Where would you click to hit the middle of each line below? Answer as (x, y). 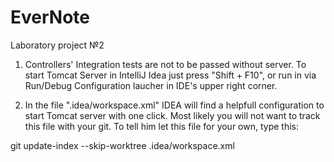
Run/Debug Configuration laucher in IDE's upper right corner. (151, 85)
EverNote (50, 17)
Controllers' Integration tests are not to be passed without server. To (165, 64)
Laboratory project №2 (57, 45)
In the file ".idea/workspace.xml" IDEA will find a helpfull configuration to (174, 105)
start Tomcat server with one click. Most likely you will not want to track (172, 115)
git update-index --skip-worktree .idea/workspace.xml (122, 145)
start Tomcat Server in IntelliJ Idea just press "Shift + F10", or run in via (170, 75)
